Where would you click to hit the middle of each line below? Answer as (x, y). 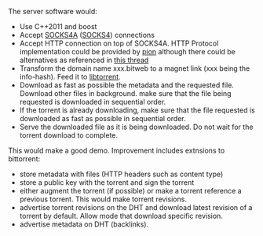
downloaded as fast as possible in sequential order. (102, 118)
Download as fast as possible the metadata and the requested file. (126, 85)
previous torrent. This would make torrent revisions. (103, 199)
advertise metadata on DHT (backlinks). (84, 224)
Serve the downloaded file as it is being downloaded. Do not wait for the (136, 127)
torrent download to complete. (69, 135)
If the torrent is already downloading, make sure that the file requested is (137, 110)
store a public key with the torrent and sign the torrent (107, 183)
